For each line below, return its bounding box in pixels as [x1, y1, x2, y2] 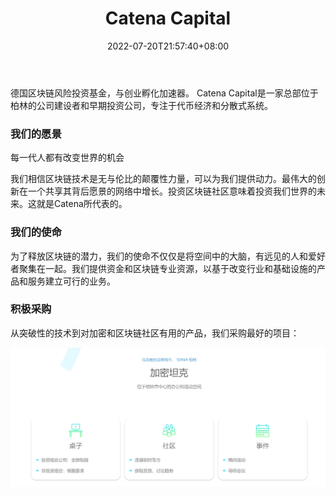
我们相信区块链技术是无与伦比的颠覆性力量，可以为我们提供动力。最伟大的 [10, 173, 317, 185]
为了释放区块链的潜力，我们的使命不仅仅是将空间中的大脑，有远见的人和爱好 [10, 250, 326, 262]
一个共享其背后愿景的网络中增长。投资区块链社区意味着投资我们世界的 [27, 185, 317, 197]
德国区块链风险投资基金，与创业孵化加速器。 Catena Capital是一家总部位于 [10, 87, 319, 99]
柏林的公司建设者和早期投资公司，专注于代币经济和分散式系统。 [10, 99, 273, 111]
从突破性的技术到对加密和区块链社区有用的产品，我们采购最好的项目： [10, 327, 300, 339]
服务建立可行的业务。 [27, 275, 116, 287]
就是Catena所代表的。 [36, 198, 128, 210]
